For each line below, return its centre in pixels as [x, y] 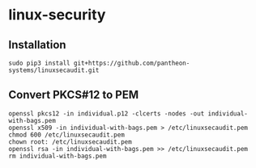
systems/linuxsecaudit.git [54, 70]
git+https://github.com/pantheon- [132, 63]
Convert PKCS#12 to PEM [74, 95]
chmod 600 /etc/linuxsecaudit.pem [67, 135]
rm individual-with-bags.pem [58, 156]
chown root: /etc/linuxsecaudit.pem [70, 142]
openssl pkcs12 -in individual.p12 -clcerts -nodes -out [107, 113]
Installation [37, 45]
